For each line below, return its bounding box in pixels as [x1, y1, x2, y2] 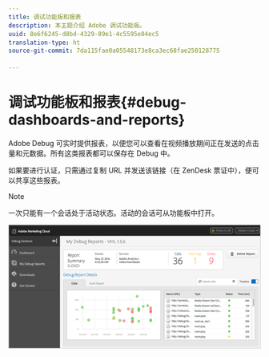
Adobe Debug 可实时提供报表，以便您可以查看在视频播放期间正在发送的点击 [8, 138, 259, 148]
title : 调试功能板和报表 [8, 13, 82, 21]
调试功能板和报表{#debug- [8, 93, 187, 112]
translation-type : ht [8, 39, 81, 47]
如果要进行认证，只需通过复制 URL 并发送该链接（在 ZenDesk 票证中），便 [8, 165, 252, 175]
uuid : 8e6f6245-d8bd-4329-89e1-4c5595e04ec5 [8, 30, 159, 38]
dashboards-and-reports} [8, 111, 186, 129]
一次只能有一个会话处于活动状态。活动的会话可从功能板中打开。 [8, 208, 219, 217]
